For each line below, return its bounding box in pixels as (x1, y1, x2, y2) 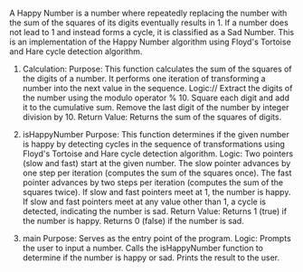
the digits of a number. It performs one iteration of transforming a (22, 73, 266, 84)
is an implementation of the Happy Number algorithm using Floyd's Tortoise (9, 36, 291, 47)
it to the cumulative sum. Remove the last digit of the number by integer (22, 102, 289, 112)
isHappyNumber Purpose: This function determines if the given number (22, 129, 289, 139)
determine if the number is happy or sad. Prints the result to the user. (22, 252, 280, 263)
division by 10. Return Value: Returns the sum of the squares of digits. (22, 112, 282, 122)
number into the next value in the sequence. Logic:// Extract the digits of (22, 83, 293, 93)
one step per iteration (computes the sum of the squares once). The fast (22, 167, 292, 178)
